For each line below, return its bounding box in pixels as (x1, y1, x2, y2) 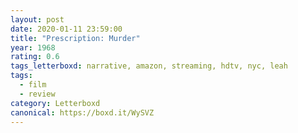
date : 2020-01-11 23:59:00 (10, 24, 123, 34)
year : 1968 (10, 42, 56, 53)
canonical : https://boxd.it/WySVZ (10, 107, 155, 118)
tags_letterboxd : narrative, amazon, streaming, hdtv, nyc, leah (10, 61, 288, 71)
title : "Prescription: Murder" (10, 33, 141, 43)
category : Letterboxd (10, 98, 101, 108)
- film (19, 80, 47, 90)
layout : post (10, 14, 65, 25)
